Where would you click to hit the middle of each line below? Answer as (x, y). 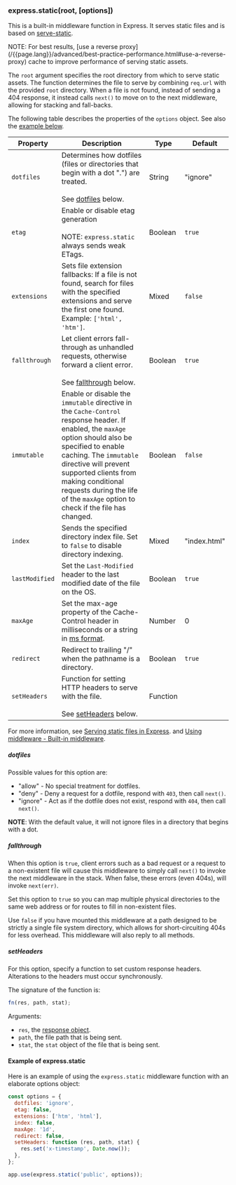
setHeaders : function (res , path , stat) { (77, 1142)
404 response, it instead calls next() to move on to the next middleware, (113, 98)
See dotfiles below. (93, 199)
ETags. (72, 255)
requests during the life (99, 490)
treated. (74, 182)
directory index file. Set (99, 537)
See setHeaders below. (100, 714)
